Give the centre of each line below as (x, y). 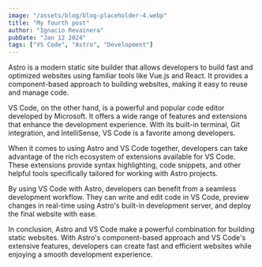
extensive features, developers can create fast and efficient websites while (130, 246)
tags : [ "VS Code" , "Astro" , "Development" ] (81, 45)
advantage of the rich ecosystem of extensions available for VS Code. (122, 157)
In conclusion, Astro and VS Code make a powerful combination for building (131, 229)
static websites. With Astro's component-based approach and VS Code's (127, 238)
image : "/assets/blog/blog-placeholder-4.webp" (88, 15)
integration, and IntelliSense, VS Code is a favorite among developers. (122, 133)
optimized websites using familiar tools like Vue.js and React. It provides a (128, 76)
